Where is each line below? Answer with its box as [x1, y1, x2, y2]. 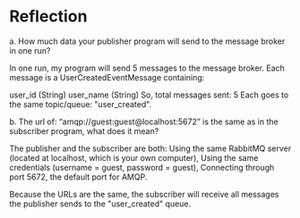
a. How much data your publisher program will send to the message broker [9, 36, 286, 46]
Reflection [9, 6, 88, 27]
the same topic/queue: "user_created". [9, 98, 152, 109]
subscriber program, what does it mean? [9, 125, 159, 136]
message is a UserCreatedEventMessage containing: [9, 71, 205, 82]
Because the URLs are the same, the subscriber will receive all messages [9, 189, 279, 199]
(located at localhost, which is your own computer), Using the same [9, 152, 259, 163]
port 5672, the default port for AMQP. [9, 172, 148, 182]
